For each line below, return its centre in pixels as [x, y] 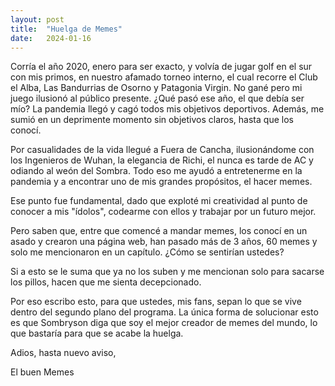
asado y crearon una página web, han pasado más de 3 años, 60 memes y [164, 242]
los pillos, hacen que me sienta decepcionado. [106, 282]
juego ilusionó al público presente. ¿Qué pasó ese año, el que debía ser [157, 98]
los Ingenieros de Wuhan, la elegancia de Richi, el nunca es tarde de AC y [162, 160]
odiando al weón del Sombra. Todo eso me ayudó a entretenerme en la [156, 171]
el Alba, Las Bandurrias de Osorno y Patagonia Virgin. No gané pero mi [156, 88]
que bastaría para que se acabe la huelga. [97, 333]
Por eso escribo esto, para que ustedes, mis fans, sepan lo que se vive [156, 302]
